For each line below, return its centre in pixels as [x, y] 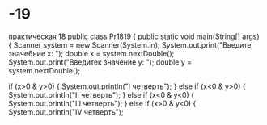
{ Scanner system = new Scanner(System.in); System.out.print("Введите [130, 44]
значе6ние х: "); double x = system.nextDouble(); [91, 53]
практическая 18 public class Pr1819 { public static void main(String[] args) [134, 36]
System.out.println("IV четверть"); [66, 112]
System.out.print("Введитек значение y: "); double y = [100, 62]
